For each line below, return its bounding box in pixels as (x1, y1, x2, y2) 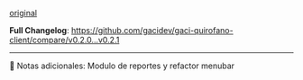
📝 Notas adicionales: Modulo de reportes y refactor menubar (9, 60, 235, 71)
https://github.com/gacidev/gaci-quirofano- (70, 25, 234, 35)
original (9, 8, 38, 18)
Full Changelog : (9, 25, 69, 35)
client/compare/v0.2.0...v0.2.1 (9, 35, 120, 45)
